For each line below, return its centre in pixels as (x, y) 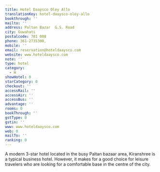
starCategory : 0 (21, 81)
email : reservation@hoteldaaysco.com (43, 50)
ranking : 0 (16, 140)
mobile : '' (16, 46)
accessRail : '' (20, 91)
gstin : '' (15, 122)
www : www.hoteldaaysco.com (32, 126)
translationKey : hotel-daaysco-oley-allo (47, 14)
